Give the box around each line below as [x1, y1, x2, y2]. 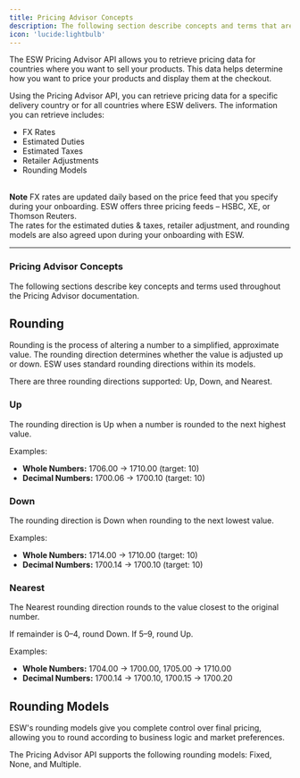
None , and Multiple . [9, 759, 82, 770]
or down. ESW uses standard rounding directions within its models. [9, 359, 256, 369]
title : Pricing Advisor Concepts [9, 13, 134, 22]
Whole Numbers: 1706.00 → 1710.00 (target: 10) [21, 462, 200, 474]
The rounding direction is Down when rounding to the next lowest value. [9, 515, 274, 526]
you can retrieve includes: [9, 109, 105, 121]
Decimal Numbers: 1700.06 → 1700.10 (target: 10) [21, 472, 205, 483]
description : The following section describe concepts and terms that [9, 21, 278, 30]
